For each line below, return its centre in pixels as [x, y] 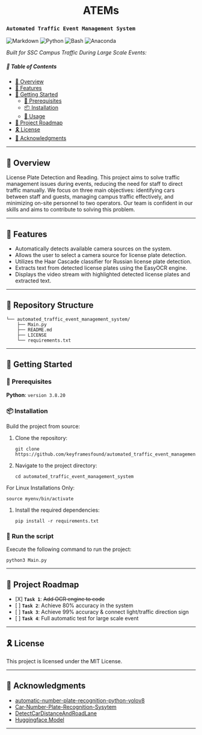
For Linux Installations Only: [41, 488]
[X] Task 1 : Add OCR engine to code [60, 599]
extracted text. [33, 281]
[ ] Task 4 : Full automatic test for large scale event [77, 618]
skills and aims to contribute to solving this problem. [71, 209]
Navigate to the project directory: [56, 465]
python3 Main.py [26, 561]
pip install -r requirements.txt [57, 521]
